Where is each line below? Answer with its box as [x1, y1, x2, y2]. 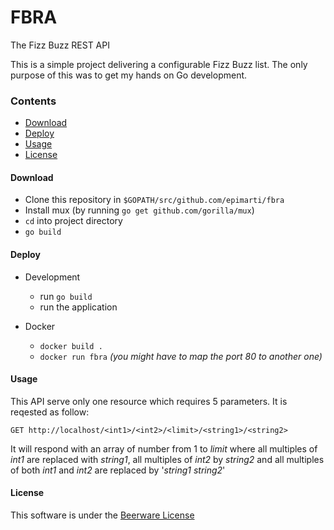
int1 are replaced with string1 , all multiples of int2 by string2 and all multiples [10, 453, 325, 465]
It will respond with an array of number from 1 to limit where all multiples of [10, 442, 318, 455]
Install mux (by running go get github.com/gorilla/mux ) [24, 204, 255, 216]
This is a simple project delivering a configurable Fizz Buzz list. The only [10, 58, 308, 70]
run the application [39, 301, 118, 313]
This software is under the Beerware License [10, 509, 195, 521]
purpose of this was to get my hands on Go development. [10, 69, 248, 81]
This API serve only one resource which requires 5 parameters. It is [10, 395, 288, 407]
